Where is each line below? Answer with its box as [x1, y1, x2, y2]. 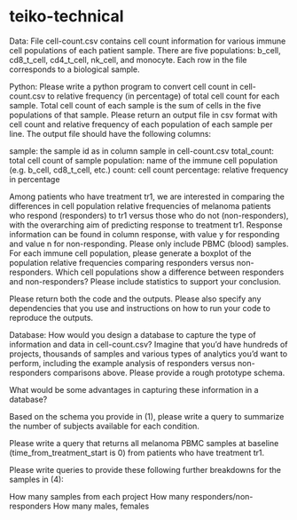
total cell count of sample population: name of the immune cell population [9, 155, 277, 165]
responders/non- [191, 491, 254, 501]
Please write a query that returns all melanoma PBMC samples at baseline [9, 437, 279, 448]
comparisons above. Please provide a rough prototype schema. [52, 367, 285, 378]
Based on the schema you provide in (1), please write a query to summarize [9, 411, 285, 421]
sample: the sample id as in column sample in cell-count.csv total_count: [9, 145, 275, 156]
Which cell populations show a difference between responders [55, 267, 285, 277]
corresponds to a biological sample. [9, 64, 140, 75]
